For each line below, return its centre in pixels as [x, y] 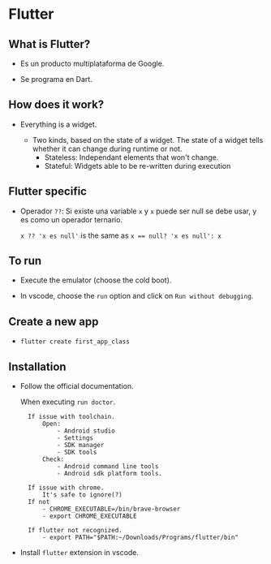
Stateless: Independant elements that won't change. [131, 157]
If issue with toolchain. [71, 417]
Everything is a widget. [58, 124]
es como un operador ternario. [71, 219]
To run [25, 261]
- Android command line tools [108, 467]
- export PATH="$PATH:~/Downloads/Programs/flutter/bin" [140, 538]
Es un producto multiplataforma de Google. [92, 63]
